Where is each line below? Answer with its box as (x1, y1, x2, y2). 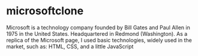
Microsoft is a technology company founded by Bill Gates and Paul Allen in (6, 24, 190, 31)
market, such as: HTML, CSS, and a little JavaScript (6, 43, 134, 50)
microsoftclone (6, 4, 84, 18)
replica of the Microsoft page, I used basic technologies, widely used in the (6, 36, 192, 43)
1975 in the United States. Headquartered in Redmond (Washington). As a (6, 30, 188, 37)
